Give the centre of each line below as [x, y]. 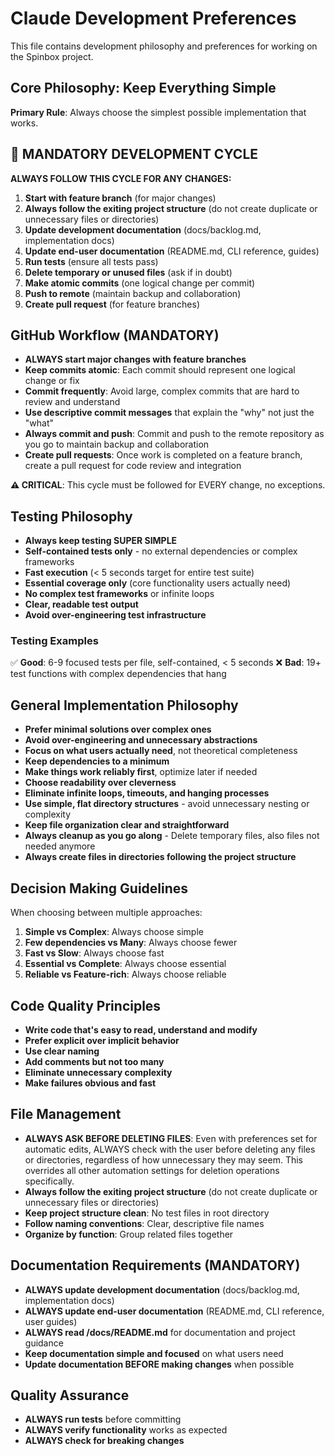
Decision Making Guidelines [99, 888]
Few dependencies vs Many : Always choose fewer [131, 943]
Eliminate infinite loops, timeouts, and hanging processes [147, 793]
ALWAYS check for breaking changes [104, 1441]
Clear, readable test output [81, 604]
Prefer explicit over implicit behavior [102, 1040]
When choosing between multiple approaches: [106, 913]
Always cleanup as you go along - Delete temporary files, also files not [172, 836]
